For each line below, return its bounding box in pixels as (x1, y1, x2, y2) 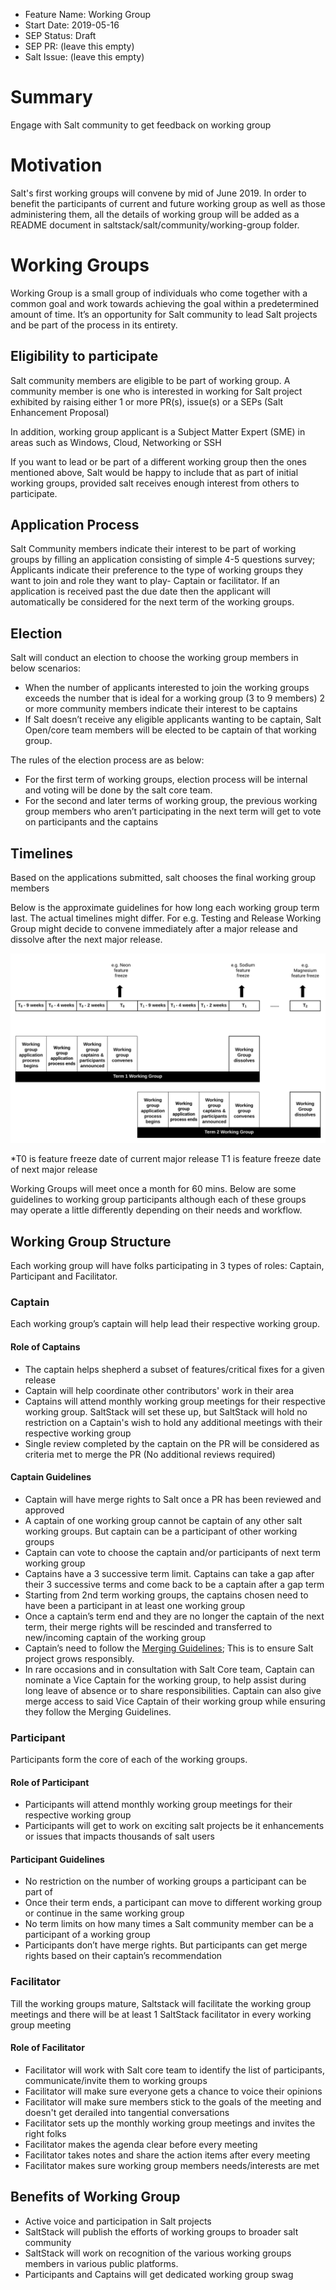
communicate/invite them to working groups (24, 2074, 208, 2086)
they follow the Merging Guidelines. (24, 1705, 172, 1718)
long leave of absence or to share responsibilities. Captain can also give (24, 1684, 322, 1696)
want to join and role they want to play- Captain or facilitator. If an (10, 575, 280, 587)
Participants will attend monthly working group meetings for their (24, 1799, 293, 1811)
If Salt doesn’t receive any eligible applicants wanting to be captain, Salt (24, 714, 322, 726)
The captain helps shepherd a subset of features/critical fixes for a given (24, 1363, 325, 1375)
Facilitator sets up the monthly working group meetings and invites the (24, 2117, 316, 2129)
